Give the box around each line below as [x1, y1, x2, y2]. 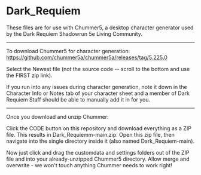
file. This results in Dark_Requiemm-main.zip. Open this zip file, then [6, 131, 175, 138]
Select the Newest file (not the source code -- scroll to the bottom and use [6, 65, 190, 72]
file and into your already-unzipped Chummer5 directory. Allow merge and [6, 155, 190, 162]
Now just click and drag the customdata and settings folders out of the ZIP [6, 149, 190, 156]
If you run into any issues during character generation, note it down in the [6, 83, 187, 90]
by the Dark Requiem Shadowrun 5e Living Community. [6, 30, 142, 37]
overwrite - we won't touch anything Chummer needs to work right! [6, 161, 172, 168]
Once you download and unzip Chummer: [6, 113, 109, 120]
